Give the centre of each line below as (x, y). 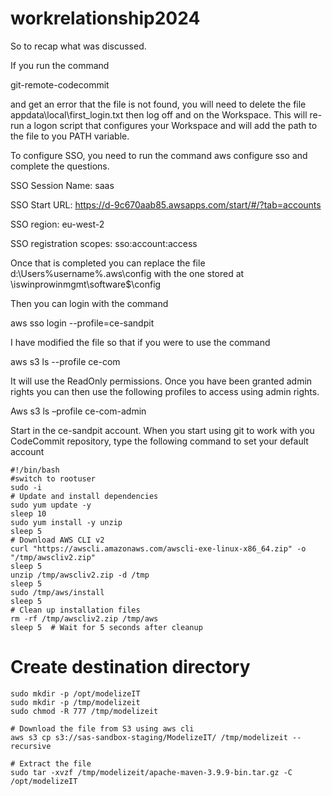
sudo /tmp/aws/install (57, 592)
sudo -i (26, 487)
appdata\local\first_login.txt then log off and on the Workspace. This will (159, 114)
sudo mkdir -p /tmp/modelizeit (75, 702)
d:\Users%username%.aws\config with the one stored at (127, 273)
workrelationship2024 (105, 18)
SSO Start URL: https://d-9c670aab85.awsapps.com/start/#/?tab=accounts (166, 204)
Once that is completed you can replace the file (108, 263)
